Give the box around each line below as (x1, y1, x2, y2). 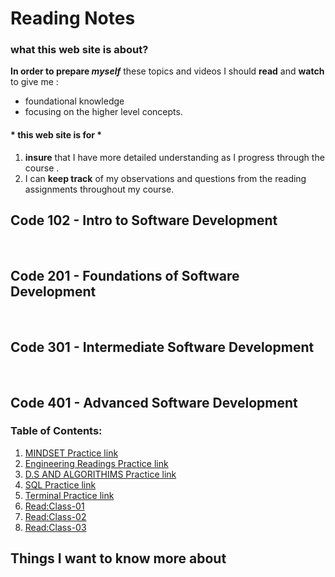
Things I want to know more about (10, 550, 227, 567)
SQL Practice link (24, 478, 97, 491)
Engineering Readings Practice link (24, 457, 169, 469)
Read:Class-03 (24, 521, 87, 533)
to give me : (10, 76, 59, 88)
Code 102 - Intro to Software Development (10, 212, 278, 229)
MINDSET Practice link (24, 447, 119, 459)
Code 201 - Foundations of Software (10, 267, 240, 284)
